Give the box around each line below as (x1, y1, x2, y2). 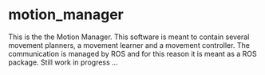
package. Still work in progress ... (8, 57, 118, 67)
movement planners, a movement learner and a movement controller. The (8, 40, 250, 49)
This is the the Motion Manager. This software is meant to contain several (8, 32, 250, 41)
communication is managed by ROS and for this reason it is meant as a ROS (8, 49, 257, 58)
